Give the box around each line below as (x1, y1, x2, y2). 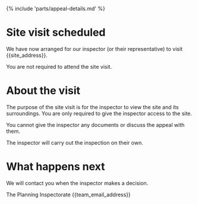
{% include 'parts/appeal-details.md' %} (6, 5, 105, 12)
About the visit (6, 84, 81, 97)
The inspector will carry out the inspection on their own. (6, 139, 144, 146)
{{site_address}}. (6, 52, 48, 59)
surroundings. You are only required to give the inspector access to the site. (6, 110, 192, 117)
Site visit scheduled (6, 26, 106, 39)
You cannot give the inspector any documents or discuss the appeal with (6, 121, 185, 128)
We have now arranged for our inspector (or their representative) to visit (6, 45, 183, 52)
